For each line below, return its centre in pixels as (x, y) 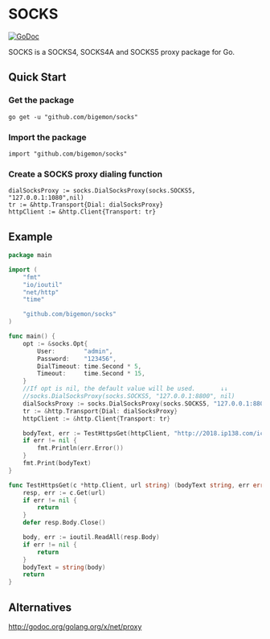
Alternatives (40, 607)
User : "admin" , (75, 351)
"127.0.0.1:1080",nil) (46, 198)
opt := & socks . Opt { (55, 343)
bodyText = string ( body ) (64, 567)
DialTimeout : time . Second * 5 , (90, 366)
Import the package (47, 137)
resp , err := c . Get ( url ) (64, 492)
